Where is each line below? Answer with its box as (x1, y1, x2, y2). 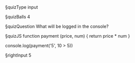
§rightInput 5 (5, 52, 31, 58)
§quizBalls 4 (5, 14, 31, 19)
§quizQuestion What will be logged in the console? (5, 23, 109, 29)
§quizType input (5, 4, 38, 10)
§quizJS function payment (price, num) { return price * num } (5, 33, 130, 39)
